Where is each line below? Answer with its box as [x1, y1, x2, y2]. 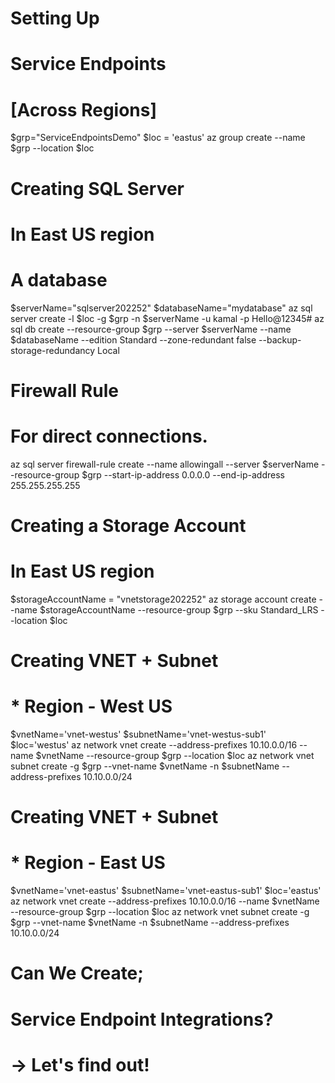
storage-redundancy [10, 344, 96, 356]
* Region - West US [10, 695, 173, 718]
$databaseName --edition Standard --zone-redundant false [10, 333, 257, 346]
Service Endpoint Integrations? [10, 1008, 274, 1031]
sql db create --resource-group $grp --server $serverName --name [10, 323, 292, 335]
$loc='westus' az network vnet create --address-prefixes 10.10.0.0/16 [10, 739, 298, 751]
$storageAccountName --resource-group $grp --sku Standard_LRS [39, 603, 319, 616]
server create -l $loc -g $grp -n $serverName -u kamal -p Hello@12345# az [10, 312, 325, 324]
